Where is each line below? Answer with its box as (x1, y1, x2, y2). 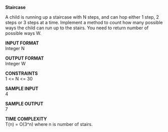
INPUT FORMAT (5, 40, 39, 46)
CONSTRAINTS (5, 70, 38, 76)
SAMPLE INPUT (5, 85, 39, 92)
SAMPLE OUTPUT (5, 101, 44, 107)
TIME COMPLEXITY (5, 116, 47, 122)
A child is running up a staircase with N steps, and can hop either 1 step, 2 (5, 14, 159, 20)
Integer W (5, 61, 26, 66)
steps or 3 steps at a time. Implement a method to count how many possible (5, 20, 163, 25)
